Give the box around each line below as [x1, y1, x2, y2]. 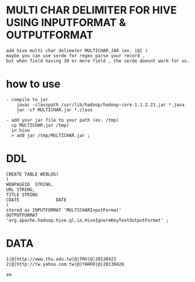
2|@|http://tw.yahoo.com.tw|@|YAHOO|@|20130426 [6, 261, 125, 267]
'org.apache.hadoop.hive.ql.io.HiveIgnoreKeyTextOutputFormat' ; [6, 217, 169, 223]
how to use [6, 77, 61, 91]
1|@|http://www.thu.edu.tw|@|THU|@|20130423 [6, 256, 117, 262]
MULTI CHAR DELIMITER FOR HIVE [6, 4, 177, 17]
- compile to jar [6, 97, 49, 102]
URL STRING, [6, 187, 35, 192]
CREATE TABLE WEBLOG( [6, 171, 59, 177]
